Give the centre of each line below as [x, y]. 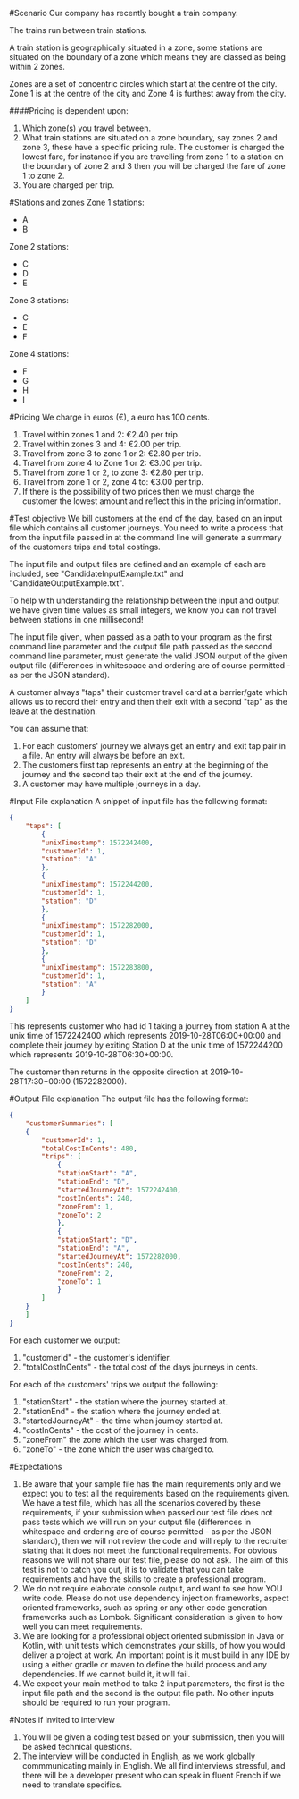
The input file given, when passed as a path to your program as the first [141, 637]
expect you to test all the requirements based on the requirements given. [156, 1493]
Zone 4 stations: [39, 354]
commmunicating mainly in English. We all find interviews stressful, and [154, 1765]
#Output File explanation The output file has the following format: [129, 1099]
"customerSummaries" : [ [70, 1123]
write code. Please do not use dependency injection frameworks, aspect [155, 1598]
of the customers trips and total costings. [85, 547]
